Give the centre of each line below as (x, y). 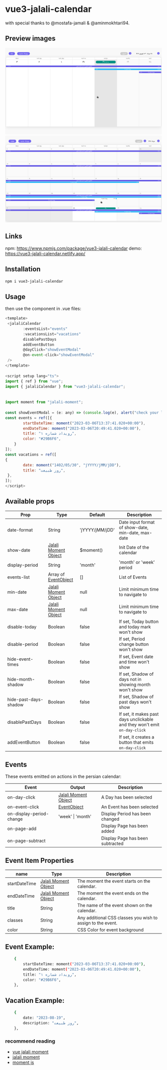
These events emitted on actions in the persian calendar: (63, 776)
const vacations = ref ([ (31, 455)
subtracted (112, 843)
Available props (30, 501)
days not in (130, 679)
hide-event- (20, 659)
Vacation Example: (35, 1000)
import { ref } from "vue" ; (34, 381)
